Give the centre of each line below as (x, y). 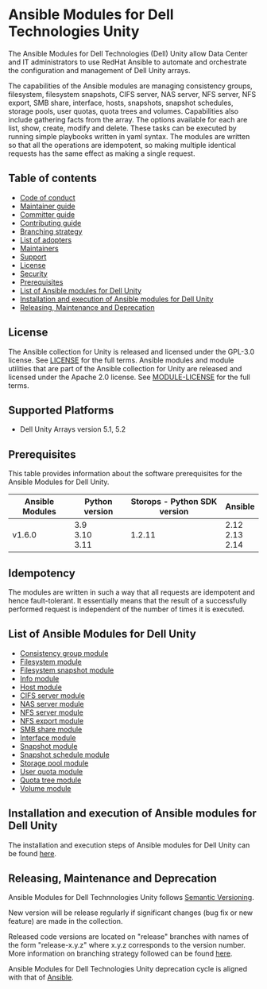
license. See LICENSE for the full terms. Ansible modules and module (121, 360)
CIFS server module (52, 695)
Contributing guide (50, 223)
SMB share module (51, 729)
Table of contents (52, 178)
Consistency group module (64, 653)
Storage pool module (54, 763)
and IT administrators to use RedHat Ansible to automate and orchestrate (128, 62)
